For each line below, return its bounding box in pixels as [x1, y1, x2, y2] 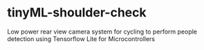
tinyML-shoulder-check [7, 5, 147, 21]
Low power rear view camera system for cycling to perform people [7, 27, 198, 36]
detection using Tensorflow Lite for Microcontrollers [7, 34, 156, 42]
